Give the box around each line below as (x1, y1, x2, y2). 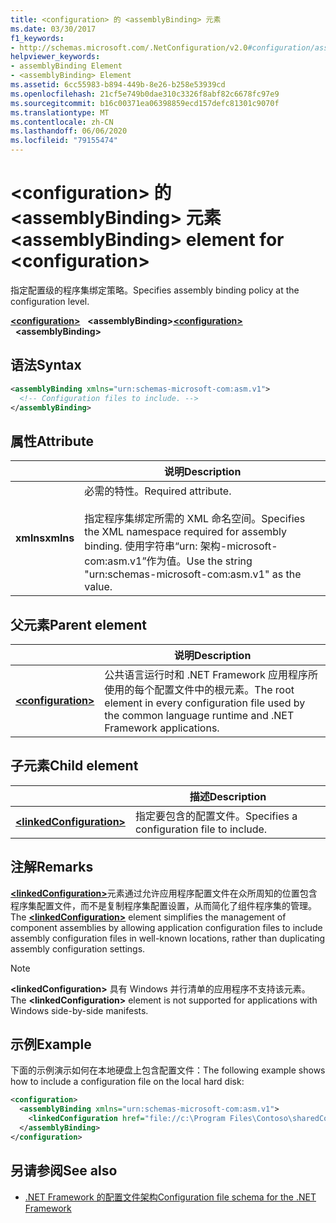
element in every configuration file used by (104, 696, 306, 710)
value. (84, 580, 113, 594)
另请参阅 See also (10, 1162, 118, 1180)
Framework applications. (104, 721, 220, 735)
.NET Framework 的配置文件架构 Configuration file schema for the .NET (24, 1191, 317, 1203)
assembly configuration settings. (10, 942, 146, 955)
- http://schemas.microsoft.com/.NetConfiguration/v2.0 (10, 42, 248, 53)
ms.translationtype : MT (10, 107, 110, 118)
